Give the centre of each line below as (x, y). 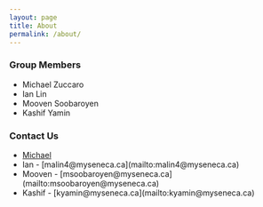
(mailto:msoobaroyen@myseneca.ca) (91, 183)
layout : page (33, 17)
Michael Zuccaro (53, 84)
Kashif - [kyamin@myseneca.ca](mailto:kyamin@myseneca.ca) (138, 193)
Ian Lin (34, 93)
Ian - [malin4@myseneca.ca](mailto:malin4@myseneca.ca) (131, 164)
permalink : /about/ (45, 34)
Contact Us (34, 136)
